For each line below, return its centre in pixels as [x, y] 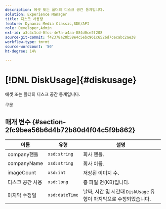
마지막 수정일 [22, 195]
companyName [25, 163]
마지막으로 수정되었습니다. [122, 199]
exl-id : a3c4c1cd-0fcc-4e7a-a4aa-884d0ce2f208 [54, 33]
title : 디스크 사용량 [24, 19]
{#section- [49, 122]
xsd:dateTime [63, 195]
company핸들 [23, 155]
